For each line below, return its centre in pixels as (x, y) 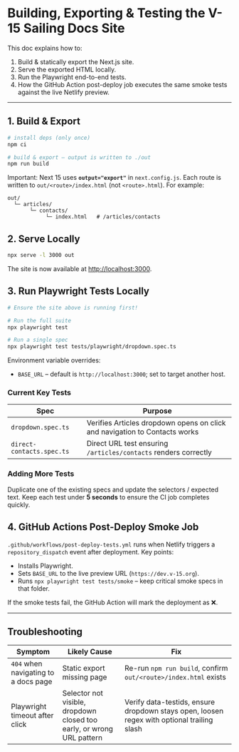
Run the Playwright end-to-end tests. (72, 77)
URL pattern (83, 738)
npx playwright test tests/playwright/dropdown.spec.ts (92, 347)
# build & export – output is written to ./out (79, 157)
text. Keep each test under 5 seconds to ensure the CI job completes (108, 497)
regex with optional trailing (169, 720)
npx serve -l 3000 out (41, 255)
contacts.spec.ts (40, 452)
